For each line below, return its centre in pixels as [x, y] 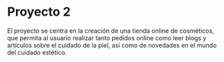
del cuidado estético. [37, 52]
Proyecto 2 [39, 12]
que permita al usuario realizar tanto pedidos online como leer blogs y [107, 37]
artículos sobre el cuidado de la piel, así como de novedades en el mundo [112, 45]
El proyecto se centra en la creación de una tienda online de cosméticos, [111, 31]
